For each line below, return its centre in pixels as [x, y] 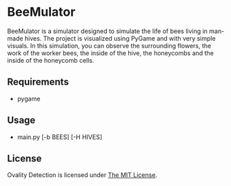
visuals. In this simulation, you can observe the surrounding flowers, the [109, 45]
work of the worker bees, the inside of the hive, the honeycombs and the [110, 53]
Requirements [38, 82]
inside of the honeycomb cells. [51, 60]
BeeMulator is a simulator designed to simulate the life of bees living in [108, 31]
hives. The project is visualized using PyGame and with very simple [120, 38]
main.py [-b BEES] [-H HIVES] [60, 137]
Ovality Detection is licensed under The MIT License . [82, 175]
